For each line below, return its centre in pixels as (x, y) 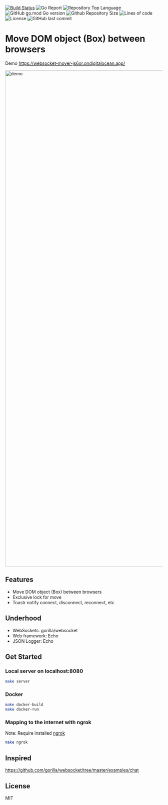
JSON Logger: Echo (33, 641)
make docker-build (24, 705)
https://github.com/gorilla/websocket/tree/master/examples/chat (72, 770)
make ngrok (16, 742)
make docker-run (22, 710)
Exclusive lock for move (37, 597)
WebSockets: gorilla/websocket (45, 630)
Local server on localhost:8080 (44, 671)
